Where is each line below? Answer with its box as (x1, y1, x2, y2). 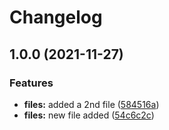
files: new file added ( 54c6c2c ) (23, 109, 155, 121)
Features (9, 76, 54, 90)
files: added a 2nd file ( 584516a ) (23, 98, 160, 110)
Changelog (9, 6, 103, 29)
